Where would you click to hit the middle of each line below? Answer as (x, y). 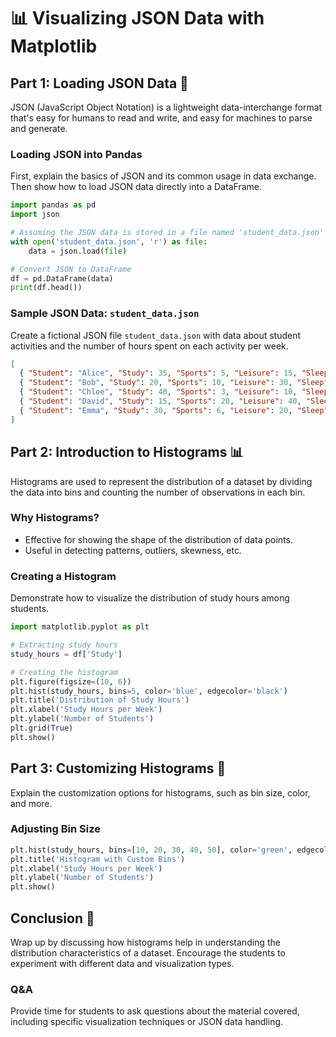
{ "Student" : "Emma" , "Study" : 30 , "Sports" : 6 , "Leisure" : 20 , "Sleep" (174, 410)
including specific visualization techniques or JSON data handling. (147, 1022)
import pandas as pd (53, 205)
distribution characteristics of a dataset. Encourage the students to (148, 953)
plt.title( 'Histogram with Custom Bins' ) (98, 859)
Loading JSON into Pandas (76, 154)
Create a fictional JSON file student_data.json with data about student (156, 335)
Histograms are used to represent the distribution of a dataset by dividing (161, 481)
